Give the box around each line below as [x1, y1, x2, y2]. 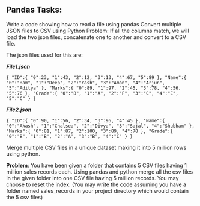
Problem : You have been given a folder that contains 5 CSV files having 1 [6, 162, 187, 169]
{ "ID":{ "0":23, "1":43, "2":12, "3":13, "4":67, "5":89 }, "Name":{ [6, 74, 187, 80]
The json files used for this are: [6, 51, 83, 59]
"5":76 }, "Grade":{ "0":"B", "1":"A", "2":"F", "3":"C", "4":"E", [6, 90, 179, 96]
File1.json [6, 63, 31, 70]
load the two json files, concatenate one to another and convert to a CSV [6, 33, 186, 41]
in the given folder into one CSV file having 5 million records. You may [6, 174, 179, 181]
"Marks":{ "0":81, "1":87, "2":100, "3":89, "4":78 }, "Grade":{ [6, 128, 173, 134]
